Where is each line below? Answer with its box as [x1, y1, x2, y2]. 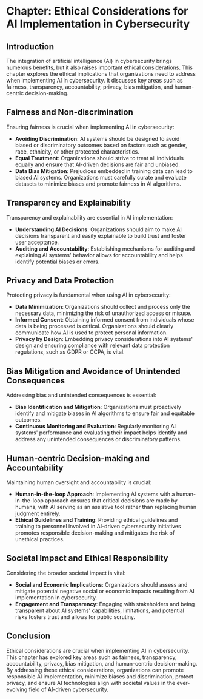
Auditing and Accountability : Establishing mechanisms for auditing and [15, 245, 195, 252]
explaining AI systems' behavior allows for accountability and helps [15, 251, 183, 258]
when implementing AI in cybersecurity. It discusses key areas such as [6, 77, 183, 84]
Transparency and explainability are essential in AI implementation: [6, 214, 173, 221]
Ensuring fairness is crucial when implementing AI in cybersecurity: [6, 123, 175, 130]
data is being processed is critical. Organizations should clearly [15, 323, 174, 330]
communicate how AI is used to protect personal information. [15, 329, 168, 336]
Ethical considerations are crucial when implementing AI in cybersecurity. [6, 647, 190, 654]
